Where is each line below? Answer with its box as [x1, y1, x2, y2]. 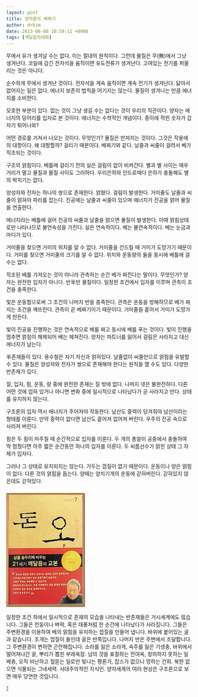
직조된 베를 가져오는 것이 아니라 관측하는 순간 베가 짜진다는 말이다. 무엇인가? [6, 271, 182, 278]
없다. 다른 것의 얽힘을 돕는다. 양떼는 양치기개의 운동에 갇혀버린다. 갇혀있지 [12, 470, 183, 477]
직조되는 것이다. [6, 149, 43, 156]
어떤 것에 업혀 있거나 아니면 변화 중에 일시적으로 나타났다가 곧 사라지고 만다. [6, 388, 181, 395]
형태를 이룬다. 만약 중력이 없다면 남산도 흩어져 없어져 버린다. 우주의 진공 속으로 [6, 415, 187, 422]
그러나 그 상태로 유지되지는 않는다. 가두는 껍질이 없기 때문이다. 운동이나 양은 [6, 463, 181, 470]
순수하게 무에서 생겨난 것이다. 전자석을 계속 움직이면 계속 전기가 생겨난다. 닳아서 [6, 80, 191, 87]
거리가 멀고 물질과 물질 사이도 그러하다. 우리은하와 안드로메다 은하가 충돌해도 [6, 169, 183, 176]
